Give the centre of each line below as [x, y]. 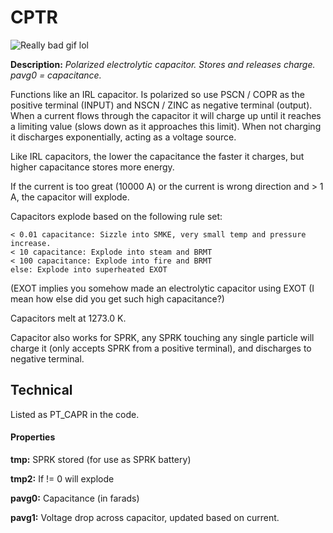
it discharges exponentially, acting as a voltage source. [123, 137]
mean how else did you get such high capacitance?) [117, 298]
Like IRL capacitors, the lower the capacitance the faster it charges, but [157, 156]
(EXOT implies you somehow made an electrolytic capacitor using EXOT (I [162, 288]
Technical [41, 390]
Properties [33, 437]
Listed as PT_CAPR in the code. [75, 414]
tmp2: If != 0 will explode [62, 478]
